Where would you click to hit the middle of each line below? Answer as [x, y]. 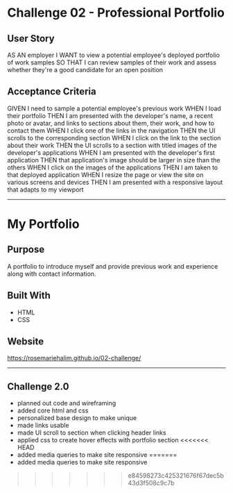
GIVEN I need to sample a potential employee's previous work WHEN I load [114, 108]
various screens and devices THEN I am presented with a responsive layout [115, 182]
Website [25, 342]
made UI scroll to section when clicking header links [92, 433]
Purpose [26, 250]
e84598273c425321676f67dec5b [176, 476]
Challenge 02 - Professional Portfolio [116, 13]
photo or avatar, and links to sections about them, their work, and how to [111, 123]
